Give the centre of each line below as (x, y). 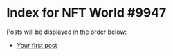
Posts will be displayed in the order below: (67, 32)
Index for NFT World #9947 (86, 13)
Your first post (37, 45)
